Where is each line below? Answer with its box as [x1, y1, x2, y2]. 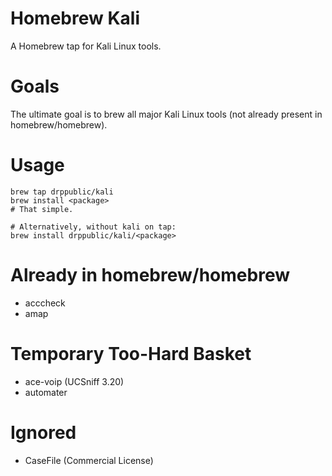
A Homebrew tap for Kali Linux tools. [10, 40, 162, 52]
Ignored [10, 421, 77, 444]
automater [24, 386, 68, 398]
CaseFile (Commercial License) [24, 454, 154, 466]
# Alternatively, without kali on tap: [10, 222, 177, 232]
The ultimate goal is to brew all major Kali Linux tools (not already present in [10, 108, 323, 120]
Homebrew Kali [10, 7, 140, 30]
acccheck [24, 297, 66, 309]
